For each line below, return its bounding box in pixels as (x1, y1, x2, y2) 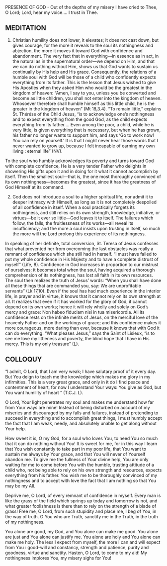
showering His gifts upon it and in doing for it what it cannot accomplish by (5, 168, 159, 174)
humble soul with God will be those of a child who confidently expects (12, 74, 157, 80)
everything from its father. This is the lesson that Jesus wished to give (12, 79, 156, 85)
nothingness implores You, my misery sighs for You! (5, 555, 112, 561)
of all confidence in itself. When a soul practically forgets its (12, 204, 135, 210)
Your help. (5, 425, 26, 432)
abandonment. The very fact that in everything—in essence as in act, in (12, 53, 159, 59)
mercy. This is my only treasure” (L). (5, 341, 80, 347)
